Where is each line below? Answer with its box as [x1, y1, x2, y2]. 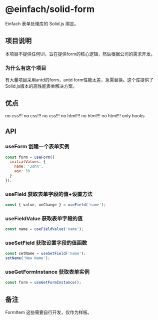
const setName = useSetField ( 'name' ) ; [5, 251, 86, 256]
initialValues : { [9, 159, 46, 164]
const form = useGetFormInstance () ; [5, 280, 81, 285]
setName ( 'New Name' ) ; [5, 256, 50, 261]
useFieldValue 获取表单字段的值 [5, 215, 83, 222]
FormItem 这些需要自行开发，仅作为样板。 [5, 310, 92, 316]
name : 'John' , [14, 164, 43, 169]
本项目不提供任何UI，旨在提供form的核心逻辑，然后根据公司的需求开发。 [5, 51, 155, 57]
